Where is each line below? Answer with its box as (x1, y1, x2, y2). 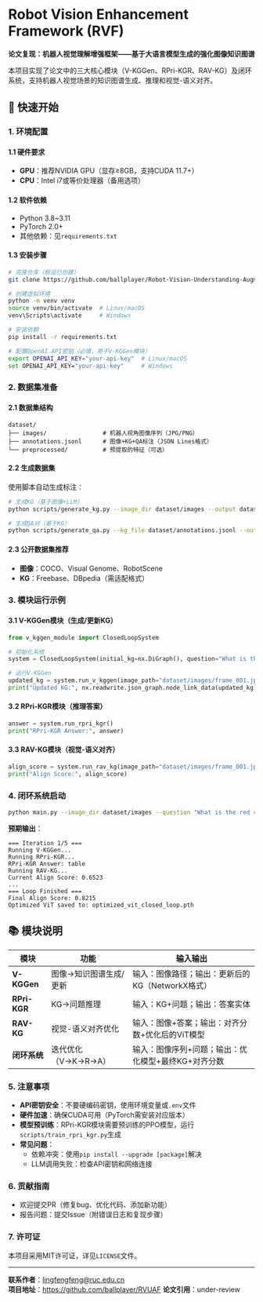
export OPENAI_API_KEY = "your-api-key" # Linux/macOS (8, 355, 188, 363)
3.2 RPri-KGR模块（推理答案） (8, 702, 107, 711)
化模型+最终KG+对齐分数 (132, 1056, 225, 1067)
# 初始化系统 (8, 647, 45, 656)
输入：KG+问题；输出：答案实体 (132, 998, 250, 1009)
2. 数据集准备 (8, 382, 58, 393)
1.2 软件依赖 (8, 195, 47, 205)
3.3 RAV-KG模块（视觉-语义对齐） (8, 745, 120, 754)
